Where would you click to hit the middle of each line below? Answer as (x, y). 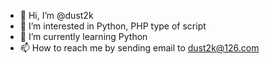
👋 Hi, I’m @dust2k (56, 15)
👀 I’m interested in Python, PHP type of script (113, 26)
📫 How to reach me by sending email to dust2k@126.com (139, 48)
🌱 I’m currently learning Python (83, 36)
